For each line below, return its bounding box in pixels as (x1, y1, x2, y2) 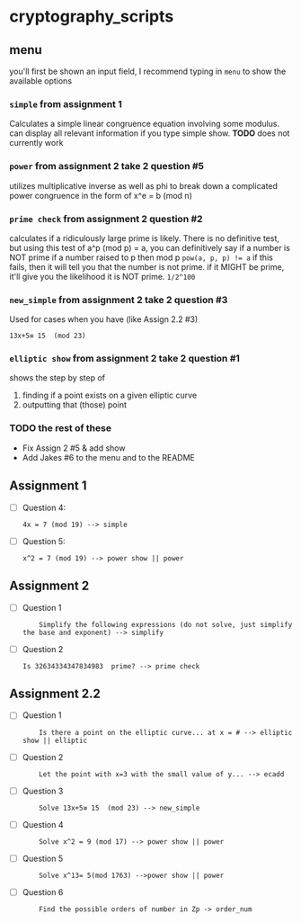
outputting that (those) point (22, 399, 128, 410)
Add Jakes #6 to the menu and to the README (22, 452, 196, 462)
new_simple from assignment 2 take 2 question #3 (9, 293, 228, 306)
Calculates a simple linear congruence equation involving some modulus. (9, 119, 280, 130)
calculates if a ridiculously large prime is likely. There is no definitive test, (9, 232, 280, 244)
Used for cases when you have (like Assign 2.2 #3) (9, 314, 199, 325)
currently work (9, 138, 64, 148)
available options (9, 76, 73, 86)
